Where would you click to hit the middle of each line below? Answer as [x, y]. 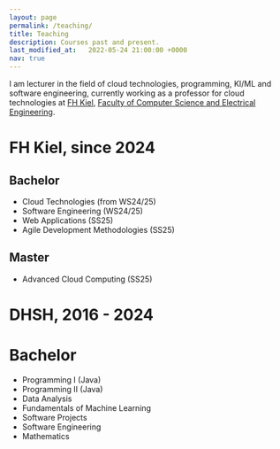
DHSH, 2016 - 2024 [82, 314]
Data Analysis [47, 399]
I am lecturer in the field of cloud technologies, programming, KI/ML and [140, 84]
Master [30, 258]
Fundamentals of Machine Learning [87, 407]
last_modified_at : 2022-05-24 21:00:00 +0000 [98, 50]
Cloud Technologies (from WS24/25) [89, 201]
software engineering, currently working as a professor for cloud [127, 93]
